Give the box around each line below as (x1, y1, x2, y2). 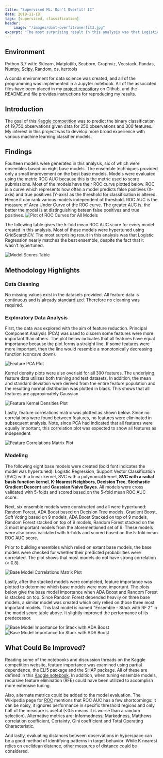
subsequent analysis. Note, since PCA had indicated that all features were (5, 420, 153, 426)
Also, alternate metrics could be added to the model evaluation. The (5, 692, 141, 698)
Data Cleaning (5, 281, 39, 288)
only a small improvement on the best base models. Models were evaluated (5, 171, 156, 177)
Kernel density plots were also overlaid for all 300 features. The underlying (5, 370, 155, 376)
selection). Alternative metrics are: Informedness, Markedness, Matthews (5, 713, 152, 719)
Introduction (5, 105, 44, 114)
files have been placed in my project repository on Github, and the (5, 86, 137, 92)
